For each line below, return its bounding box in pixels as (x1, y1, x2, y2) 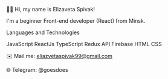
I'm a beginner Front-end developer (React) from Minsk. (6, 17, 146, 24)
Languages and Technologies (6, 29, 80, 36)
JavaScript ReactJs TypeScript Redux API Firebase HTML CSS (6, 41, 162, 47)
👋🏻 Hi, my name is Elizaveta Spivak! (6, 6, 95, 13)
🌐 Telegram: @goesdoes (6, 66, 68, 73)
